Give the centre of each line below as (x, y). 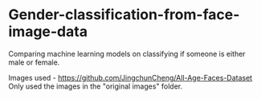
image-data (48, 32)
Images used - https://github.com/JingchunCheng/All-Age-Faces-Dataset (130, 77)
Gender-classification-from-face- (124, 15)
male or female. (34, 62)
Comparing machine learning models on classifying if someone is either (127, 53)
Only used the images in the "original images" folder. (96, 86)
